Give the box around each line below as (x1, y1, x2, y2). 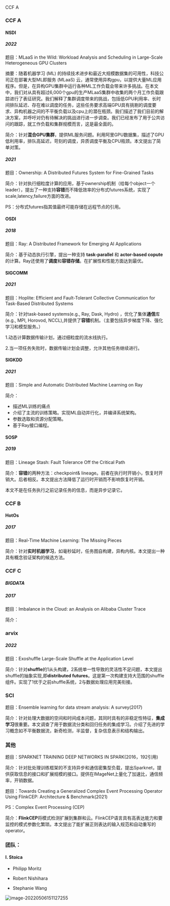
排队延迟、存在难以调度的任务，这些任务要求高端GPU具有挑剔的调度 (9, 102, 152, 108)
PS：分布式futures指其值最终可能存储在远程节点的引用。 (5, 204, 123, 210)
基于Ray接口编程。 (12, 422, 52, 428)
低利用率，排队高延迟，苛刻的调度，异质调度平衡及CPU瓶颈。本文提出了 (5, 138, 157, 144)
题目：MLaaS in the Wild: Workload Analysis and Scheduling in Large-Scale (5, 54, 163, 60)
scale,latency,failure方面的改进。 (5, 193, 74, 199)
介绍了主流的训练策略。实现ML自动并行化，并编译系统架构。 (12, 410, 139, 416)
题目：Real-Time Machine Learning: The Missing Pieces (5, 537, 122, 543)
